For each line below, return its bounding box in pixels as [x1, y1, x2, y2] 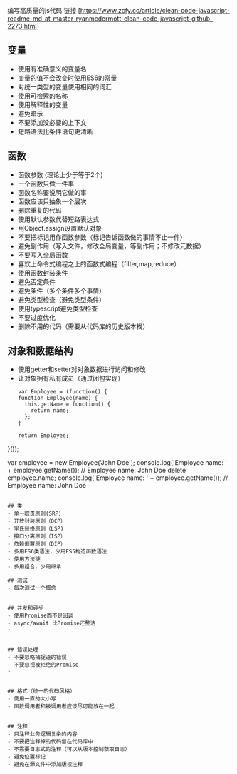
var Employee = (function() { [17, 388, 108, 396]
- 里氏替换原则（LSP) [7, 526, 64, 533]
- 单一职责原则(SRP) [7, 510, 62, 518]
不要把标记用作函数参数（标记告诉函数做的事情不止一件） [17, 233, 186, 241]
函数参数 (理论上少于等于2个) [17, 170, 103, 179]
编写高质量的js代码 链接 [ [7, 6, 80, 14]
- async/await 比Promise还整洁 [7, 620, 96, 627]
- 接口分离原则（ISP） [7, 533, 66, 541]
